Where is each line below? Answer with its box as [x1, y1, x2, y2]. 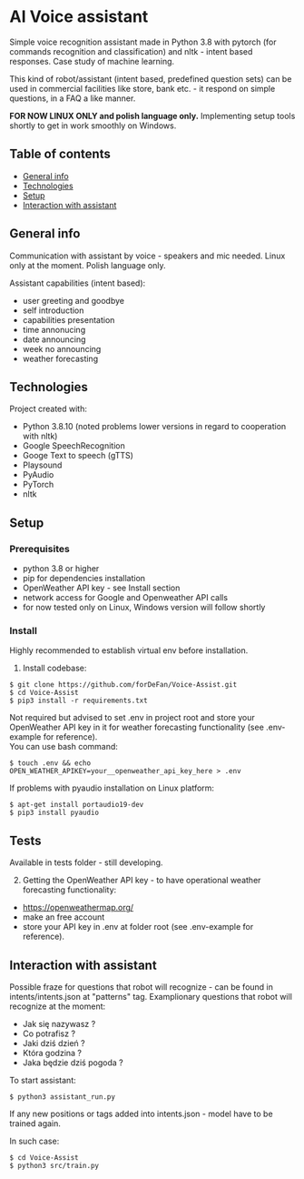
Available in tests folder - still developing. [9, 857, 163, 868]
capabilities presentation [22, 314, 115, 325]
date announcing [22, 334, 86, 345]
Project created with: [9, 403, 88, 415]
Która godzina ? [22, 1047, 83, 1058]
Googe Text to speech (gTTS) [22, 450, 134, 461]
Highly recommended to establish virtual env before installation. [9, 645, 249, 656]
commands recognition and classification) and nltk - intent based [9, 45, 253, 56]
